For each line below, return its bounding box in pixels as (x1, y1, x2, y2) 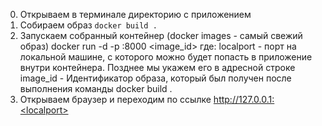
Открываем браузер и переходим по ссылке (19, 94, 212, 105)
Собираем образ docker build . (19, 19, 158, 31)
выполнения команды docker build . (19, 83, 173, 94)
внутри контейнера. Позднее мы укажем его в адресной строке (19, 62, 296, 73)
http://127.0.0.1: (213, 94, 275, 105)
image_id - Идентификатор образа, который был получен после (19, 72, 292, 84)
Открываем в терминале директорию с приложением (19, 9, 252, 20)
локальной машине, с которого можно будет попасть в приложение (19, 51, 313, 63)
